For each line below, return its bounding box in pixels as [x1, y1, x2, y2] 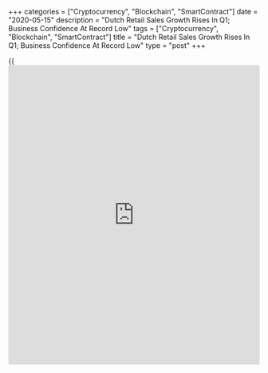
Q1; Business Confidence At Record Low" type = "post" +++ [8, 41, 206, 50]
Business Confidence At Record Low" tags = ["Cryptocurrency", [8, 24, 219, 33]
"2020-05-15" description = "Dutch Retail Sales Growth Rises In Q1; [8, 15, 231, 25]
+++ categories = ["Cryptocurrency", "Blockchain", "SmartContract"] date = [8, 7, 258, 16]
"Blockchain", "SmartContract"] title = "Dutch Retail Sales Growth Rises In [8, 32, 250, 42]
